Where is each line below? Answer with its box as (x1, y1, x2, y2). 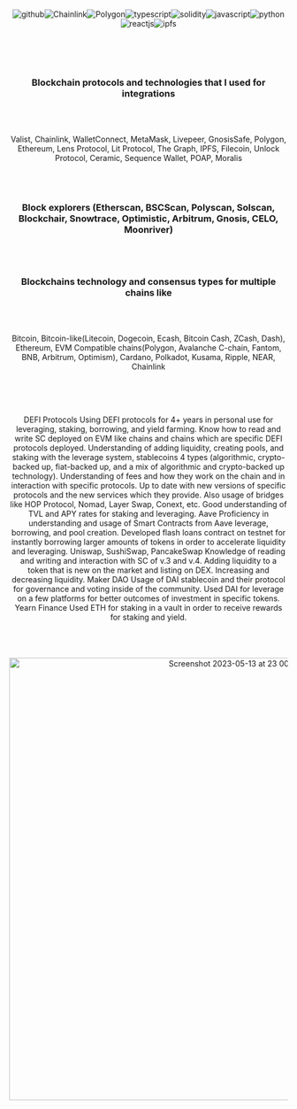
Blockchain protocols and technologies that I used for (31, 76, 266, 89)
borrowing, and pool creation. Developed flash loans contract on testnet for (11, 527, 286, 537)
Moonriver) (123, 224, 174, 236)
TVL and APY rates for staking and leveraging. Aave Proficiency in (27, 508, 270, 519)
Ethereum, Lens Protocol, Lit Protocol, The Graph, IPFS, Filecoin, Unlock (17, 143, 280, 154)
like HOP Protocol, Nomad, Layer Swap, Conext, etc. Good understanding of (10, 498, 287, 509)
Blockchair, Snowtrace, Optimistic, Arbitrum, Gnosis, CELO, (18, 212, 279, 225)
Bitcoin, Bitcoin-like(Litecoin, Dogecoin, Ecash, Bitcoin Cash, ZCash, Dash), (11, 333, 286, 343)
